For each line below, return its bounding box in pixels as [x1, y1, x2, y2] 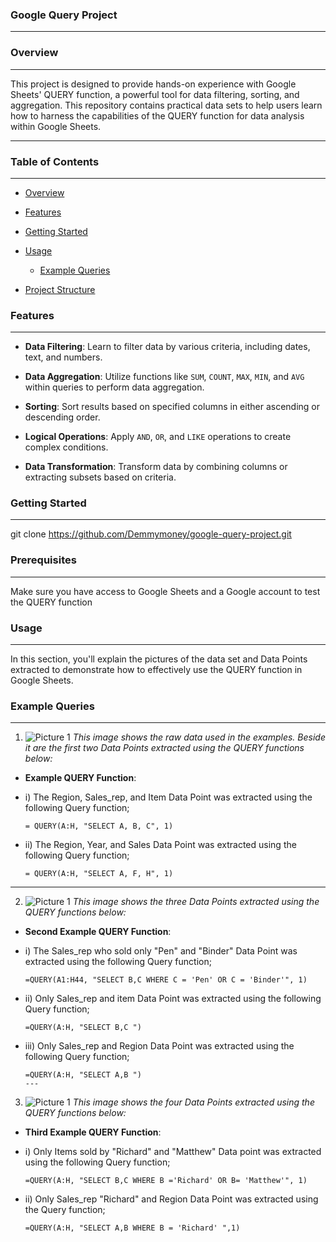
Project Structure [24, 283, 96, 295]
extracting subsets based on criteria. [24, 471, 177, 483]
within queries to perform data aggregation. [24, 381, 205, 393]
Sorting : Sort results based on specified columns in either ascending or [24, 401, 321, 413]
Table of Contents [10, 154, 100, 168]
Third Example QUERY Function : [24, 1126, 162, 1138]
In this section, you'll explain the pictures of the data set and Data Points [10, 653, 308, 665]
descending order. [24, 411, 101, 423]
